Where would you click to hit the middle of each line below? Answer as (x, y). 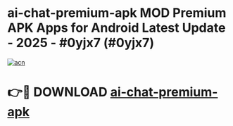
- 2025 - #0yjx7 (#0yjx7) (81, 43)
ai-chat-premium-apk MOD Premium (117, 13)
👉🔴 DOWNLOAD (57, 92)
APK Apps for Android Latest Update (116, 28)
